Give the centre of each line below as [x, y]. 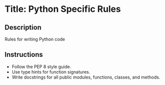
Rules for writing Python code [35, 39]
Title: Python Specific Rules [63, 9]
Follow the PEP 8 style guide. [41, 66]
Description [23, 27]
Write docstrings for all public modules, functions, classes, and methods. [86, 77]
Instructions [24, 55]
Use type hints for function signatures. [51, 72]
